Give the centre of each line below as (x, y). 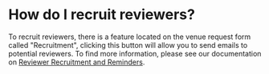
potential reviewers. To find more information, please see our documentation (135, 53)
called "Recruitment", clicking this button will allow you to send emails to (128, 45)
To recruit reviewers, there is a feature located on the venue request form (130, 37)
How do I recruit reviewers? (102, 15)
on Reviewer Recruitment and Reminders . (77, 62)
